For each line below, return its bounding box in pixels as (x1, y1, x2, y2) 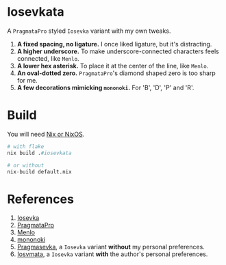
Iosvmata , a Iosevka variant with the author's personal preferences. (16, 250, 208, 258)
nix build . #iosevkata (7, 150, 72, 156)
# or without (7, 162, 45, 169)
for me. (16, 76, 38, 84)
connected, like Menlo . (16, 54, 80, 62)
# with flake (7, 143, 45, 150)
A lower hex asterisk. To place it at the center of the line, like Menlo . (16, 61, 209, 70)
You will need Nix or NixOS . (7, 130, 85, 138)
